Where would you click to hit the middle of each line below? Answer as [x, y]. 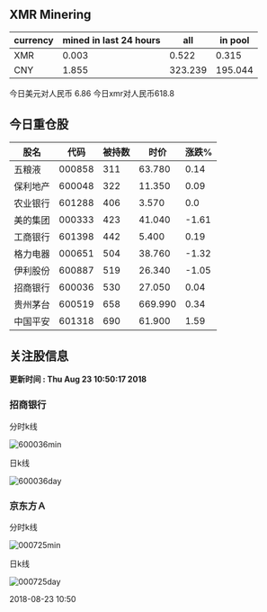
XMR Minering [50, 15]
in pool [235, 40]
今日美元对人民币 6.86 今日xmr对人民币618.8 [92, 93]
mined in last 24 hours [111, 40]
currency [34, 40]
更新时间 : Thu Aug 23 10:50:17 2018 [78, 379]
